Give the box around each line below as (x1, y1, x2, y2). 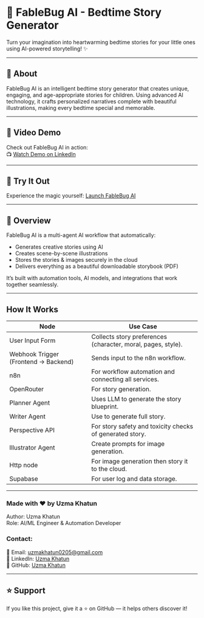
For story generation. (91, 385, 151, 393)
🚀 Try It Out (6, 176, 50, 186)
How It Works (6, 304, 59, 315)
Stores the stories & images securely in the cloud (15, 256, 138, 264)
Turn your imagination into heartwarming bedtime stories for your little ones (6, 38, 195, 46)
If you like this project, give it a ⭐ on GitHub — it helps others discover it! (6, 605, 188, 613)
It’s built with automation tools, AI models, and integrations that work (6, 275, 178, 282)
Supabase (9, 475, 38, 482)
